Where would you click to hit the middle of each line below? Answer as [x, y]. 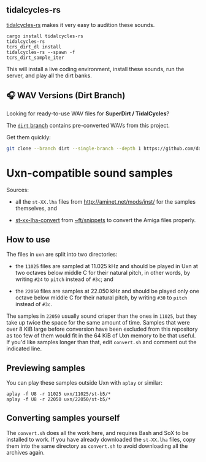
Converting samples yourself [63, 418]
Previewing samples [46, 368]
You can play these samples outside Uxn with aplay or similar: [84, 383]
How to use [28, 240]
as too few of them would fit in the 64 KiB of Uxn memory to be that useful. [101, 336]
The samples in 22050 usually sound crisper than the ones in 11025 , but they [102, 316]
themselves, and [36, 209]
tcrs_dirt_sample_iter [35, 58]
